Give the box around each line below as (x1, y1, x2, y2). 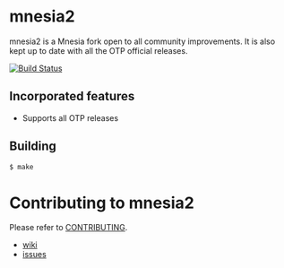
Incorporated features (9, 89, 135, 104)
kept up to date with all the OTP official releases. (9, 45, 188, 56)
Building (9, 139, 56, 154)
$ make (9, 162, 34, 171)
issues (22, 249, 47, 260)
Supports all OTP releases (22, 112, 119, 123)
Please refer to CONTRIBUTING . (9, 222, 128, 233)
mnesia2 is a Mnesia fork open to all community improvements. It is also (9, 36, 276, 47)
